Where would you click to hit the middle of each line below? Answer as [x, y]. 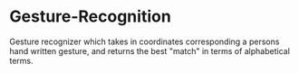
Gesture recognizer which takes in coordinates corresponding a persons [145, 41]
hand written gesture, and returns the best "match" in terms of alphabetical [149, 50]
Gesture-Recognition [91, 17]
